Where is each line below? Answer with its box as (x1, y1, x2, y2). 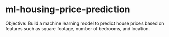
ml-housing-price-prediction (5, 4, 130, 15)
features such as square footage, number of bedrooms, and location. (5, 25, 150, 31)
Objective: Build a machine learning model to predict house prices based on (5, 20, 164, 26)
